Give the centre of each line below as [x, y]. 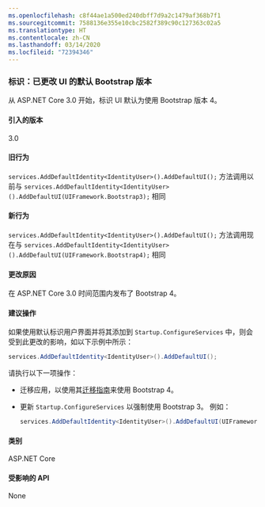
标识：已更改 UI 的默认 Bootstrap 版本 [80, 82]
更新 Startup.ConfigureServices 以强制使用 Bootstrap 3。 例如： [125, 407]
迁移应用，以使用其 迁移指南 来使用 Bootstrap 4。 [98, 390]
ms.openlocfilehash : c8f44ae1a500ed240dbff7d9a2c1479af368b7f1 [115, 15]
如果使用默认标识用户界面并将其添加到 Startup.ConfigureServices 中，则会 [131, 332]
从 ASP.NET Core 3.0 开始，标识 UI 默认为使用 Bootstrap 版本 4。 [115, 101]
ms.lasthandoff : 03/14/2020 [55, 45]
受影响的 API [29, 478]
